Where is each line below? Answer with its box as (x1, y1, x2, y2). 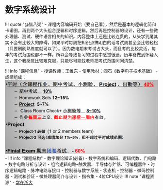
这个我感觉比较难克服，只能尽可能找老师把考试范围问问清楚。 (13, 58, 137, 63)
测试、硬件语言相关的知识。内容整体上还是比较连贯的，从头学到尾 (21, 33, 154, 39)
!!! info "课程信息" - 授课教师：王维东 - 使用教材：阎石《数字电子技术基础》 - (5, 68, 158, 74)
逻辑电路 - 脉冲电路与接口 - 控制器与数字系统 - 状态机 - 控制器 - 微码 (9, 168, 146, 174)
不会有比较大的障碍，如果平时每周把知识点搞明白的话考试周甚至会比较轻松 (9, 39, 158, 45)
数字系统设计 (5, 4, 57, 16)
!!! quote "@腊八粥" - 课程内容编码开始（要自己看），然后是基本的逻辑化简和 (5, 21, 156, 27)
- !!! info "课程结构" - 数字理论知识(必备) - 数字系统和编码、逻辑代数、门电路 (5, 156, 157, 161)
